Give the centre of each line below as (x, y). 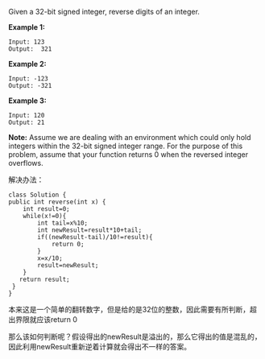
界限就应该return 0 (46, 320)
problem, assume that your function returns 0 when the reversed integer (128, 155)
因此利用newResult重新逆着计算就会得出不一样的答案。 (100, 347)
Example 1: (27, 27)
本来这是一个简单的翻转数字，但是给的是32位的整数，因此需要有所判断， (129, 309)
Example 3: (27, 101)
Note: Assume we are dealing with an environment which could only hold (130, 137)
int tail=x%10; (63, 223)
